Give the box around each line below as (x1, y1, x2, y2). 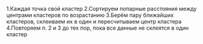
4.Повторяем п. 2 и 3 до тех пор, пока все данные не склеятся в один (6, 24, 189, 31)
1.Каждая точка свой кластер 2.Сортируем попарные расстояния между (6, 5, 197, 12)
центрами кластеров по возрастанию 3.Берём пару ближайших (6, 11, 174, 19)
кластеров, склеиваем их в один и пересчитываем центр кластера (6, 18, 182, 25)
